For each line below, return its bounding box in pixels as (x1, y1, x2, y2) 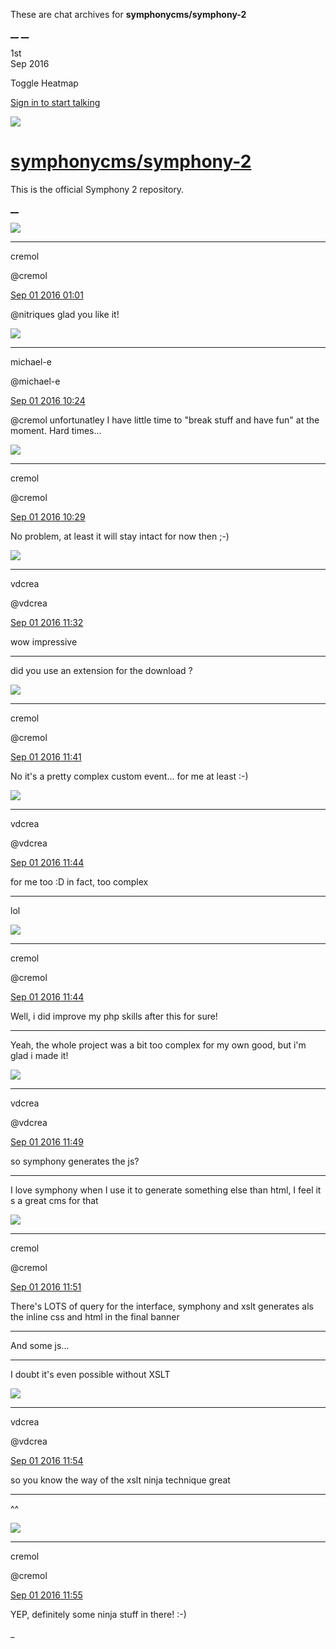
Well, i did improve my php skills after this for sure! (10, 1010, 218, 1022)
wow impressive (10, 635, 78, 648)
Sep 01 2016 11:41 (10, 750, 82, 763)
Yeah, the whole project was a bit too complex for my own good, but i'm (10, 1039, 307, 1051)
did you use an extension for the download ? (10, 664, 193, 676)
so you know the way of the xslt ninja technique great (10, 1474, 231, 1486)
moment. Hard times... (10, 424, 102, 436)
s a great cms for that (10, 1194, 99, 1206)
